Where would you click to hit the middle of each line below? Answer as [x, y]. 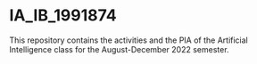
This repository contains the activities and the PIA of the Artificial [128, 40]
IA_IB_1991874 [63, 16]
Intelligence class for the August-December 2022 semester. [119, 49]
